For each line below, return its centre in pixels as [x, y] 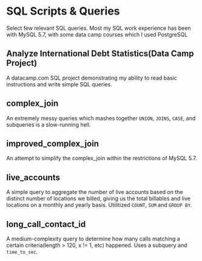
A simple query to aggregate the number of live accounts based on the [95, 192]
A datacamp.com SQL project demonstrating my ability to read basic [92, 78]
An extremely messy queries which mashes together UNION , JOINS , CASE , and [101, 118]
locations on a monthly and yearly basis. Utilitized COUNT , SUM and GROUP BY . [99, 205]
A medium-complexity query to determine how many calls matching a [93, 239]
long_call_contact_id [46, 224]
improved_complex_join [52, 143]
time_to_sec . [22, 252]
